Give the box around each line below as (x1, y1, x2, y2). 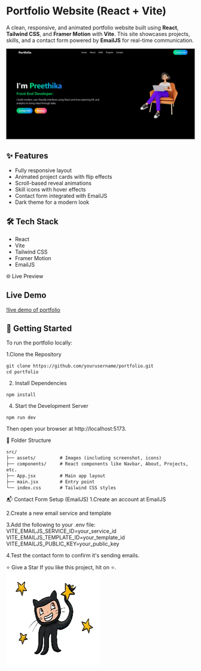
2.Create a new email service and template (6, 510, 112, 517)
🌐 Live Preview (6, 272, 44, 279)
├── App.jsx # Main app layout (6, 473, 106, 479)
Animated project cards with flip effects (14, 173, 112, 180)
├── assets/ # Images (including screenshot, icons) (6, 455, 162, 461)
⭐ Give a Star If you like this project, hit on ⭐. (6, 564, 117, 571)
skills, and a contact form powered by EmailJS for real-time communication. (6, 36, 194, 44)
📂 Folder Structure (6, 437, 51, 444)
